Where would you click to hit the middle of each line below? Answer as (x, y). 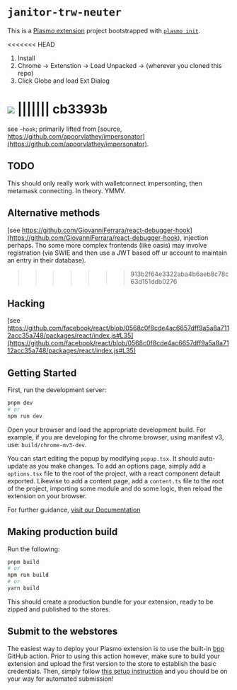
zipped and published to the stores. (59, 609)
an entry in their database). (47, 260)
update (18, 466)
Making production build (63, 532)
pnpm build (23, 562)
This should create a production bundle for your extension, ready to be (110, 602)
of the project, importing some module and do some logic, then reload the (115, 488)
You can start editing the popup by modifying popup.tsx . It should (103, 458)
